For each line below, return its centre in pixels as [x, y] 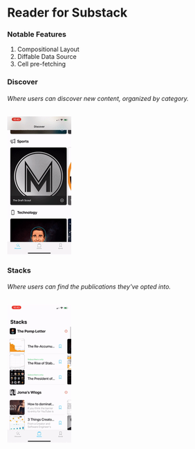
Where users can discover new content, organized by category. [98, 99]
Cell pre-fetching [41, 64]
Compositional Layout [48, 49]
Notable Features [37, 35]
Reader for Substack [67, 13]
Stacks [19, 270]
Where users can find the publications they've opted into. [89, 287]
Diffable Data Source [47, 57]
